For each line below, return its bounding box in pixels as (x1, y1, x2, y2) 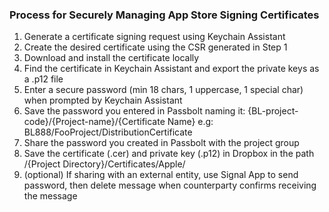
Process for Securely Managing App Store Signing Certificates (9, 8, 320, 22)
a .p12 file (23, 73, 64, 85)
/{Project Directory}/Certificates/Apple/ (23, 158, 186, 170)
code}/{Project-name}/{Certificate (23, 116, 166, 128)
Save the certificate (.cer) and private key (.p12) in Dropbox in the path (23, 148, 315, 160)
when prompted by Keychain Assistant (23, 94, 183, 107)
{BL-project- (247, 105, 299, 117)
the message (23, 190, 78, 202)
